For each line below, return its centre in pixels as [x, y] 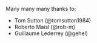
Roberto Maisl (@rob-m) [45, 27]
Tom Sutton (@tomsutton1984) [53, 20]
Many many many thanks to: [41, 9]
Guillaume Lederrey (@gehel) [51, 33]
